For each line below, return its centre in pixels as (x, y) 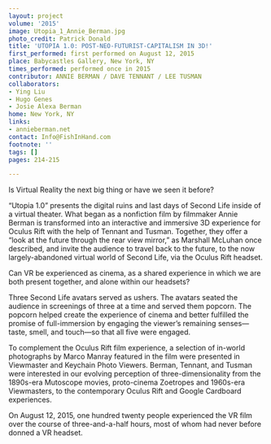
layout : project (36, 16)
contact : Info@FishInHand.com (60, 137)
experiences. (31, 400)
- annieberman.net (39, 129)
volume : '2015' (34, 24)
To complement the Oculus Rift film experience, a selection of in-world (127, 348)
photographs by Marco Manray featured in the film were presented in (124, 357)
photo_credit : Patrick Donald (60, 39)
